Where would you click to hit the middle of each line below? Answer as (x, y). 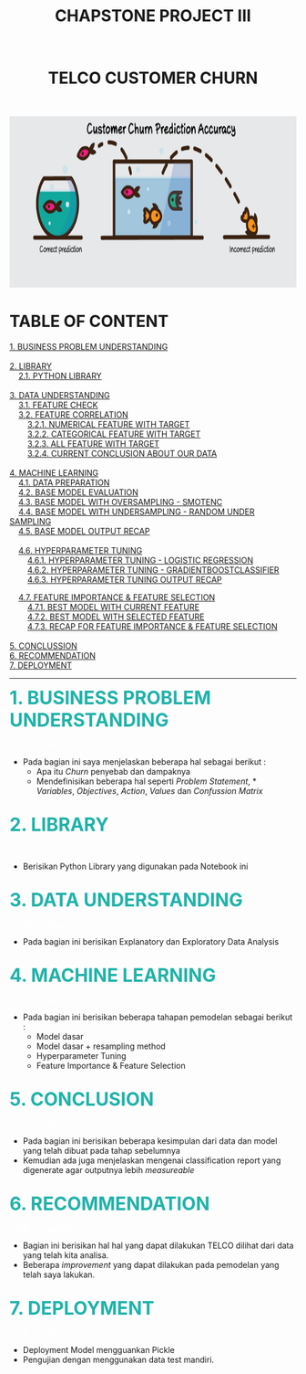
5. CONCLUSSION (43, 646)
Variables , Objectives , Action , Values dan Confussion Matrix (149, 790)
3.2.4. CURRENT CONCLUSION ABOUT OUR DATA (122, 453)
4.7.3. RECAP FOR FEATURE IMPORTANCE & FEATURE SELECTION (152, 626)
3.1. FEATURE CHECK (58, 405)
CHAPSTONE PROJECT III (153, 16)
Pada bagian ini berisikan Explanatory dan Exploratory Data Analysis (151, 941)
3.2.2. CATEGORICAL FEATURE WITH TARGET (114, 434)
